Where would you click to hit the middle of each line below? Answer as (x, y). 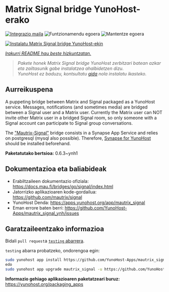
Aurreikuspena (29, 90)
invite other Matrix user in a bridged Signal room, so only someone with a (81, 118)
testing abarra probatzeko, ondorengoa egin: (53, 251)
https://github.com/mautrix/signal (47, 197)
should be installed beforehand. (38, 143)
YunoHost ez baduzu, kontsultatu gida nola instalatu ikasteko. (82, 73)
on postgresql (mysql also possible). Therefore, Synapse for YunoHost (78, 138)
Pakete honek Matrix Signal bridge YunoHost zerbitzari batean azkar (89, 63)
